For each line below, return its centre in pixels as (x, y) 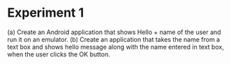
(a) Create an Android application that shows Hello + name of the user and (114, 32)
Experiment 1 (46, 13)
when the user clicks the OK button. (59, 54)
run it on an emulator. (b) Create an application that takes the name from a (114, 39)
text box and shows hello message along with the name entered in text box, (116, 47)
